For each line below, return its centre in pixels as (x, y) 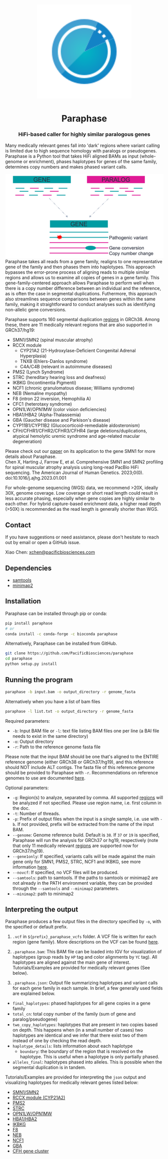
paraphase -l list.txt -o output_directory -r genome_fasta (69, 711)
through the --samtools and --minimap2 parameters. (66, 888)
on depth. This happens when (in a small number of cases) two (78, 1030)
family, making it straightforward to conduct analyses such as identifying (80, 304)
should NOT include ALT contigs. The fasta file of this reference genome (80, 767)
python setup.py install (31, 664)
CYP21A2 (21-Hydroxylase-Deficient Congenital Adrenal (78, 351)
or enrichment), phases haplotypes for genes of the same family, (90, 161)
